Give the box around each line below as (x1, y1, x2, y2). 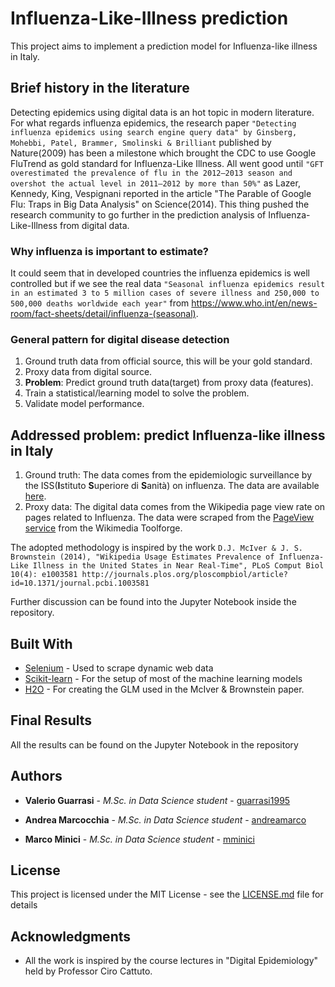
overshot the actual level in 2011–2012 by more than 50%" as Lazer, (10, 177, 301, 189)
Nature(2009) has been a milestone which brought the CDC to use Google (10, 147, 317, 159)
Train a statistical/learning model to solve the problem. (24, 387, 250, 399)
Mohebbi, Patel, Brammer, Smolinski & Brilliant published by (10, 136, 272, 148)
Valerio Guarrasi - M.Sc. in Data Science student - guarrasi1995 (24, 794, 291, 806)
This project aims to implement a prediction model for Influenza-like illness (10, 40, 318, 52)
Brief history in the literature (10, 80, 190, 97)
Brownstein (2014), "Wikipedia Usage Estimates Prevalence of (10, 552, 275, 562)
